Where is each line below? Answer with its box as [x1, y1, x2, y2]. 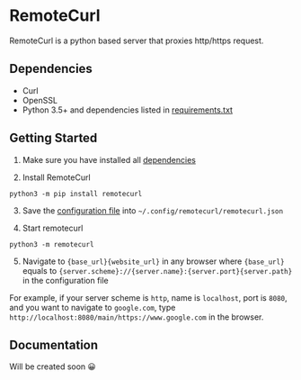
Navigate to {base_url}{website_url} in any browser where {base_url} [22, 256, 285, 267]
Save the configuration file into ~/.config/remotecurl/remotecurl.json [22, 204, 284, 216]
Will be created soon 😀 [9, 361, 96, 372]
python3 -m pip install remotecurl [9, 189, 143, 198]
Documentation [9, 337, 99, 352]
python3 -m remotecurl [9, 240, 94, 249]
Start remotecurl [22, 222, 84, 233]
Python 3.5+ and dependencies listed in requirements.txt [22, 104, 234, 115]
